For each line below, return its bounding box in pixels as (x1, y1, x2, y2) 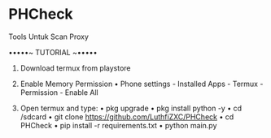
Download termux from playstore (20, 63, 132, 73)
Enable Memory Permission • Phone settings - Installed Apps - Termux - (20, 79, 264, 88)
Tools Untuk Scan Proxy (8, 32, 90, 41)
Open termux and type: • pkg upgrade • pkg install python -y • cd (20, 103, 243, 113)
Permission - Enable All (20, 87, 99, 97)
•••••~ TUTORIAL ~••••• (8, 47, 98, 57)
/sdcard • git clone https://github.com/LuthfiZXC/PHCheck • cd (20, 111, 234, 122)
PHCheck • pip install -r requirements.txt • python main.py (20, 120, 217, 130)
